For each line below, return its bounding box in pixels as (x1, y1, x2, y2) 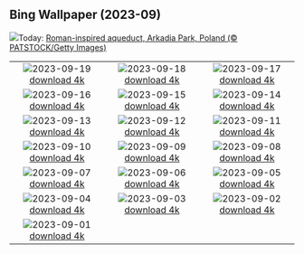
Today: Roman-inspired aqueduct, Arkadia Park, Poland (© (18, 32, 238, 43)
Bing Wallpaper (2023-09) (9, 7, 161, 23)
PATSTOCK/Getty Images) (9, 42, 107, 52)
